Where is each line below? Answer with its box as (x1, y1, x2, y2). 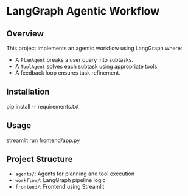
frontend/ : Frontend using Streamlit (15, 183, 105, 191)
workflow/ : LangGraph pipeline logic (15, 177, 106, 184)
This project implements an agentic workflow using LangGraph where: (6, 44, 183, 52)
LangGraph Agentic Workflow (6, 4, 160, 18)
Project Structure (6, 154, 73, 164)
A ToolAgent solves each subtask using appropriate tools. (15, 63, 159, 70)
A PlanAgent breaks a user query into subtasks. (15, 56, 134, 63)
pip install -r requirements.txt (6, 103, 79, 110)
